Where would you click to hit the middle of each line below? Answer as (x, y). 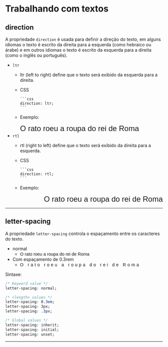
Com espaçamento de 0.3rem (43, 259)
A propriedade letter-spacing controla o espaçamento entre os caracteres (82, 234)
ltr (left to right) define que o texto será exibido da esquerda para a (89, 75)
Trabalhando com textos (57, 9)
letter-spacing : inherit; (32, 325)
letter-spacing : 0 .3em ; (30, 302)
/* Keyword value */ (27, 283)
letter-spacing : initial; (32, 329)
